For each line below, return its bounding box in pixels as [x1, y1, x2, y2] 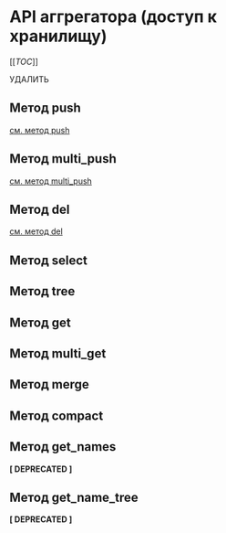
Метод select [9, 252, 88, 268]
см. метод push [9, 124, 70, 135]
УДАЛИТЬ [9, 73, 50, 84]
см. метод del [9, 226, 64, 237]
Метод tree [9, 283, 76, 299]
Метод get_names [9, 439, 117, 454]
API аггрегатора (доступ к [9, 6, 217, 27]
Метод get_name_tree [9, 489, 139, 505]
